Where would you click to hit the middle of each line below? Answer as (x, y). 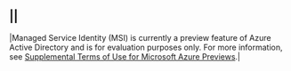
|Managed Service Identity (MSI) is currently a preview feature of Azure (140, 37)
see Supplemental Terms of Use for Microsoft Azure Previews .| (125, 56)
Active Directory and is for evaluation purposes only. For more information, (146, 47)
